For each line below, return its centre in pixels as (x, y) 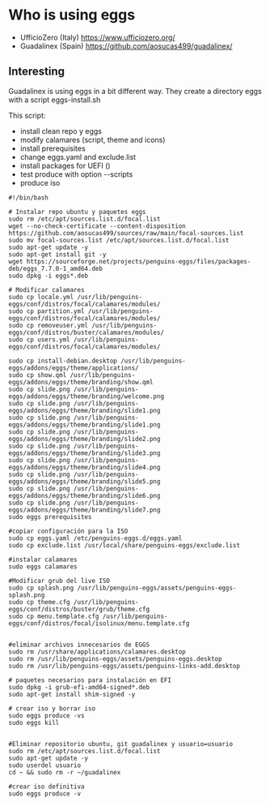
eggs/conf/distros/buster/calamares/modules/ (86, 332)
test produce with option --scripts (76, 174)
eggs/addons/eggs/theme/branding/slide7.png (84, 510)
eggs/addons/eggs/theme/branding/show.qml (81, 382)
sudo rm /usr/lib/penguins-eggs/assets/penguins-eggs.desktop (115, 658)
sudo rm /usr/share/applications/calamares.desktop (97, 652)
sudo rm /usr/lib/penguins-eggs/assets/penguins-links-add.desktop (124, 666)
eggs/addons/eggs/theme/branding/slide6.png (84, 495)
